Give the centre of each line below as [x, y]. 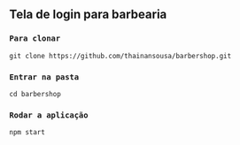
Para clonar [35, 38]
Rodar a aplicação [49, 115]
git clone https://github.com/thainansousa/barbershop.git [120, 56]
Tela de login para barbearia [88, 15]
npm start [27, 133]
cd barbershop [35, 94]
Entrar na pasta [44, 77]
